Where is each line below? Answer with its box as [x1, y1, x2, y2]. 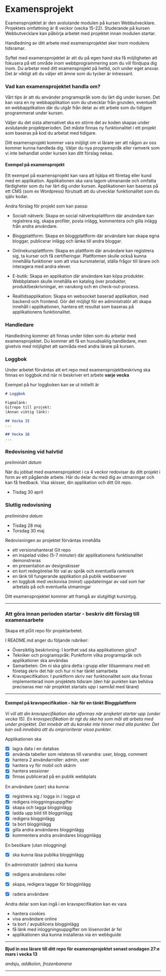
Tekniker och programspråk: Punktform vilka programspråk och [12, 652, 142, 658]
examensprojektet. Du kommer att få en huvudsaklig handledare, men [5, 338, 147, 344]
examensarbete [5, 616, 44, 623]
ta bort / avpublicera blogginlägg [12, 921, 79, 927]
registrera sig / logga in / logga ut [12, 793, 81, 799]
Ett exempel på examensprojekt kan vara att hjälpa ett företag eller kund [5, 172, 152, 179]
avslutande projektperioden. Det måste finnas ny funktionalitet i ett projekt [5, 125, 157, 131]
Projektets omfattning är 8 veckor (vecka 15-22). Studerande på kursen [5, 25, 150, 31]
